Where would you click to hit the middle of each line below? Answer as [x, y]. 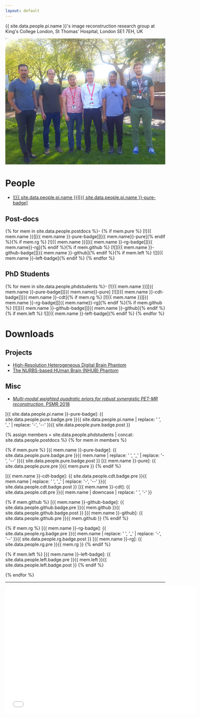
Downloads [30, 334]
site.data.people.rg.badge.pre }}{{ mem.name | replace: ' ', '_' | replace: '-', [83, 533]
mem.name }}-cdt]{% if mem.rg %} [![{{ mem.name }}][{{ [88, 297]
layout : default [22, 11]
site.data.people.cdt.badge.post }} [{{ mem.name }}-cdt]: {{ [68, 486]
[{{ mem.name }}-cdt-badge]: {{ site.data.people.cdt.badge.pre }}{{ [76, 476]
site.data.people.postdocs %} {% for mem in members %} [66, 440]
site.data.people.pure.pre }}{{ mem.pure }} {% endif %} [63, 466]
